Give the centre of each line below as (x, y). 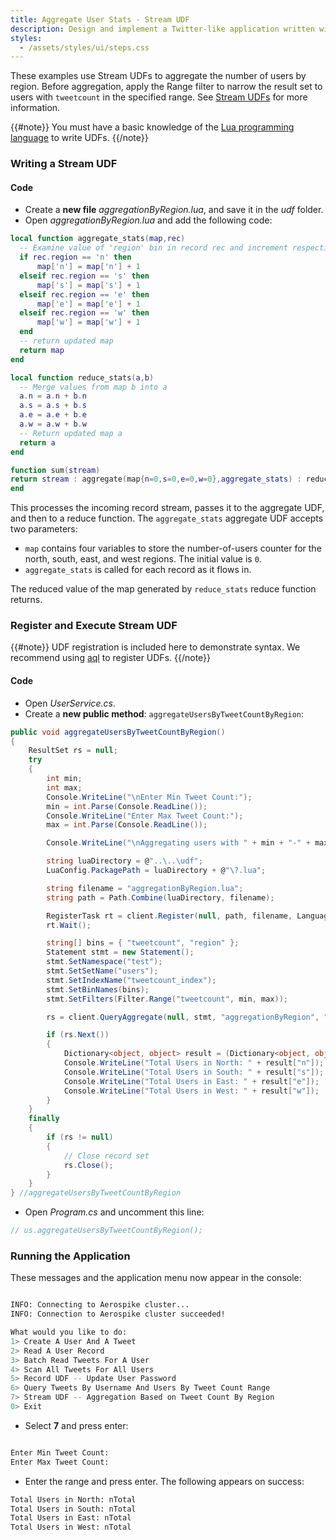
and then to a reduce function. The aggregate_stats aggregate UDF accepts (167, 518)
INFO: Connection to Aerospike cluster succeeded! (118, 1314)
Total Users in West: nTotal (71, 1527)
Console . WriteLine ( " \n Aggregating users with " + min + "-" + (178, 843)
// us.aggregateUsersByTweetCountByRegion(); (106, 1231)
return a (37, 442)
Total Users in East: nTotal (71, 1518)
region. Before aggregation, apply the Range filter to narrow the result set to (166, 87)
